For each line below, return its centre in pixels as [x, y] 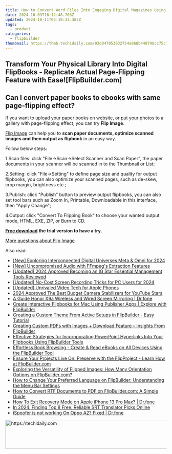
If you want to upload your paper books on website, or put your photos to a [84, 118]
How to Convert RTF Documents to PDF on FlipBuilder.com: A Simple [85, 391]
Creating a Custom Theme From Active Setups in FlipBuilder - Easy [83, 315]
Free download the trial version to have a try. [54, 230]
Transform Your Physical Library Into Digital [76, 64]
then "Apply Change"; [28, 205]
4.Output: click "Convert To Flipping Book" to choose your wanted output [82, 215]
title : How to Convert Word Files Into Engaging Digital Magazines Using [86, 10]
